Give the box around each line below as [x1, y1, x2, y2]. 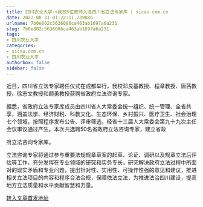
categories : [6, 43, 36, 49]
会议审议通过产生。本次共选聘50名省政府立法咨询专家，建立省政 [6, 125, 167, 133]
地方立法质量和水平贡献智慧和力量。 [6, 182, 97, 189]
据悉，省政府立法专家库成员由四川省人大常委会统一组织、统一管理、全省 [6, 103, 186, 110]
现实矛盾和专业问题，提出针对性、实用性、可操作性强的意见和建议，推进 [16, 166, 197, 174]
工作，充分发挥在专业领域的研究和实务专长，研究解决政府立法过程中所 [16, 159, 192, 166]
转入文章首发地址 [6, 194, 49, 202]
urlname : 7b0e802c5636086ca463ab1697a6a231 [6, 20, 118, 26]
